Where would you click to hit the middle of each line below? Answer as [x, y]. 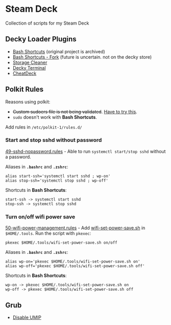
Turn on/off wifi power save [40, 216]
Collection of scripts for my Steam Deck [47, 23]
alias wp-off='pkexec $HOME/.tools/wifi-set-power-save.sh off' [75, 266]
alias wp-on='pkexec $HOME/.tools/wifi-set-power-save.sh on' [73, 262]
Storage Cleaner [30, 62]
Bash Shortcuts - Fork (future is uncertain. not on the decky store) [82, 57]
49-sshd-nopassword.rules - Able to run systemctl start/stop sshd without [86, 151]
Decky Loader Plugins [41, 39]
